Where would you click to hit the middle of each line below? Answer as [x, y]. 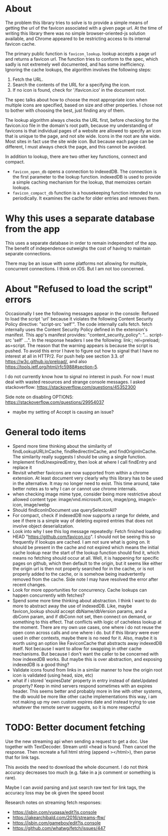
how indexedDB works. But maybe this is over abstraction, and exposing [87, 659]
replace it [22, 467]
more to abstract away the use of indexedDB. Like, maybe [72, 606]
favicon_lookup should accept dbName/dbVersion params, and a [79, 611]
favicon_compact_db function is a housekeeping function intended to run [87, 193]
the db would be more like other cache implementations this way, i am [85, 696]
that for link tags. [23, 757]
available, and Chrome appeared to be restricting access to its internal [78, 39]
